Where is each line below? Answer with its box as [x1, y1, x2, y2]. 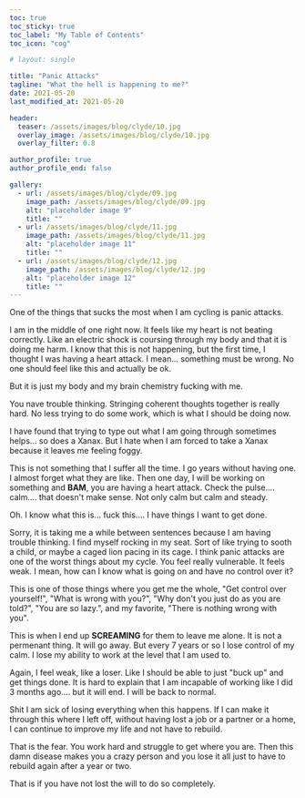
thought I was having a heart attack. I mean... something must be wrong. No [9, 353, 294, 364]
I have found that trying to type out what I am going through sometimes [9, 425, 277, 437]
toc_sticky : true [9, 22, 76, 31]
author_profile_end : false [9, 164, 112, 173]
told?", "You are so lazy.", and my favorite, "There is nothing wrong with [9, 603, 278, 614]
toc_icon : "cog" [9, 38, 71, 48]
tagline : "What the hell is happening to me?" [9, 80, 189, 89]
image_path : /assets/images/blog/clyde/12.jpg [25, 265, 206, 274]
